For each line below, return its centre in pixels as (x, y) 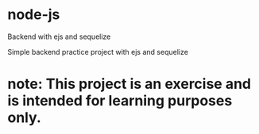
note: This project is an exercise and (129, 84)
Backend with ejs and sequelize (59, 36)
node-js (34, 15)
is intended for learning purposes (120, 101)
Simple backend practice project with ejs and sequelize (98, 52)
